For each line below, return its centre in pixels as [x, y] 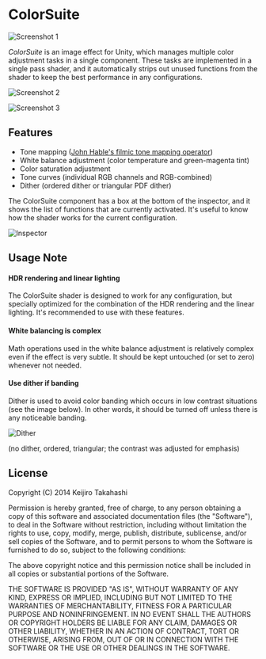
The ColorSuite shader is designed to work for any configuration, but [120, 295]
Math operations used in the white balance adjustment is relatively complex [131, 348]
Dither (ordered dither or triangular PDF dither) [95, 185]
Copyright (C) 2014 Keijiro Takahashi [68, 492]
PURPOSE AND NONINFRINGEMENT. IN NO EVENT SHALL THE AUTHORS [130, 614]
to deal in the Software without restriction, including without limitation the [127, 524]
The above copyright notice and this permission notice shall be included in [129, 565]
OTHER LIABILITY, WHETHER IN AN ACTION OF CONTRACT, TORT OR [123, 630]
